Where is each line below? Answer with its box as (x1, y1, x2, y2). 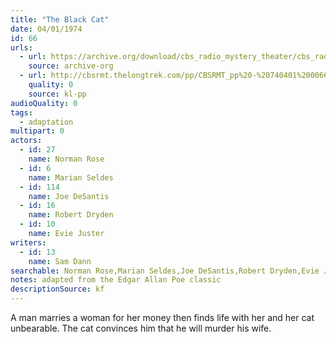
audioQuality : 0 (10, 98, 78, 108)
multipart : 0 (10, 126, 65, 136)
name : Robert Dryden (28, 210, 114, 220)
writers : (10, 237, 47, 248)
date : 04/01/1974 (10, 24, 83, 34)
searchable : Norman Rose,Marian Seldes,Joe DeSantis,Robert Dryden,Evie (10, 266, 320, 276)
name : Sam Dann (28, 256, 92, 266)
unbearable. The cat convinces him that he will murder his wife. (10, 322, 272, 334)
